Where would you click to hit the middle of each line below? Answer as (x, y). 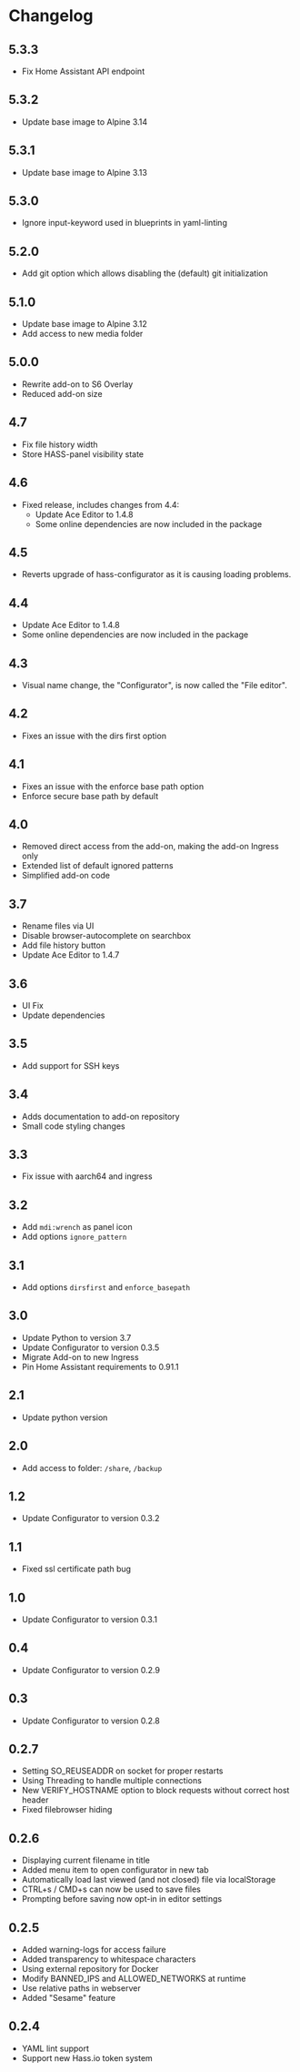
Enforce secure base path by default (90, 796)
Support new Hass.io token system (87, 2057)
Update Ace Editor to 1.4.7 (70, 955)
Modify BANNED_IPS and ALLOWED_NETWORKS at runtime (134, 1978)
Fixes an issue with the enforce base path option (113, 786)
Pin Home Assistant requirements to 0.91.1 (100, 1366)
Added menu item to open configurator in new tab (115, 1870)
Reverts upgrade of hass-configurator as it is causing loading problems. (156, 574)
